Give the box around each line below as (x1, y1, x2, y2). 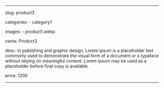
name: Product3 (5, 38, 38, 44)
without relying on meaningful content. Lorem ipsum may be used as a (5, 58, 147, 64)
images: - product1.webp (5, 29, 55, 34)
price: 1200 (5, 73, 28, 78)
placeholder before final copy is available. (5, 63, 89, 69)
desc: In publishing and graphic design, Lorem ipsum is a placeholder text (5, 47, 154, 53)
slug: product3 (5, 10, 35, 15)
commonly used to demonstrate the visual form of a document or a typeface (5, 53, 159, 59)
